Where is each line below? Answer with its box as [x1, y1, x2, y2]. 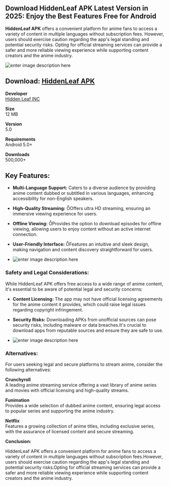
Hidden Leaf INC [5, 96, 40, 102]
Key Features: [5, 171, 50, 180]
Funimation [5, 397, 30, 403]
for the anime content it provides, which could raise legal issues [12, 301, 146, 307]
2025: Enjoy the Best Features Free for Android [5, 12, 157, 21]
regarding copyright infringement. [12, 306, 83, 313]
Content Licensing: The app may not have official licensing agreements [12, 296, 163, 302]
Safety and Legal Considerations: [5, 269, 90, 276]
